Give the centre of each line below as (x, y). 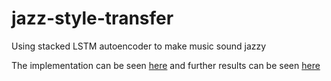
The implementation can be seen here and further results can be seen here (166, 65)
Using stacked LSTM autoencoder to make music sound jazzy (139, 46)
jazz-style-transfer (92, 18)
